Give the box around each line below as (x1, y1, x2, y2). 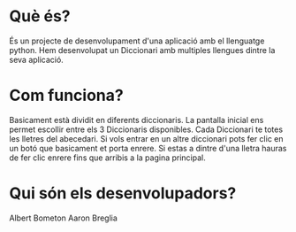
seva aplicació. (9, 54, 64, 65)
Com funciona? (9, 86, 124, 105)
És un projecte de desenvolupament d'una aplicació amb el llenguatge (9, 35, 265, 46)
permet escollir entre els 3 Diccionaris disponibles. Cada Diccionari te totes (9, 124, 284, 135)
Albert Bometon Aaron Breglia (9, 213, 118, 223)
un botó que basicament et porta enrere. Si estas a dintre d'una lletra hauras (9, 143, 287, 153)
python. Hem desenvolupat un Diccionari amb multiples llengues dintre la (9, 44, 276, 55)
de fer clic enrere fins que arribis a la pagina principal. (9, 152, 206, 163)
